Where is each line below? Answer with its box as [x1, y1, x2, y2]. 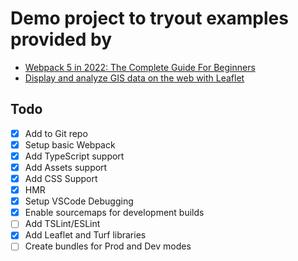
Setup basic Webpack [24, 138, 116, 151]
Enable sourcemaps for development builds [24, 207, 205, 219]
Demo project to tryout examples [10, 7, 289, 30]
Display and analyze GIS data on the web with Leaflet [24, 72, 245, 84]
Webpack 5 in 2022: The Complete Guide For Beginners [24, 61, 256, 73]
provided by [10, 28, 113, 51]
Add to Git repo [24, 127, 88, 139]
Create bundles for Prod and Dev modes [24, 240, 192, 252]
